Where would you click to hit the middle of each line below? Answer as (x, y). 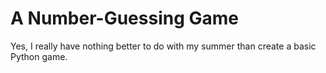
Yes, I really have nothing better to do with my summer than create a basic (163, 46)
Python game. (39, 56)
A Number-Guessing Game (124, 18)
